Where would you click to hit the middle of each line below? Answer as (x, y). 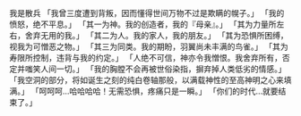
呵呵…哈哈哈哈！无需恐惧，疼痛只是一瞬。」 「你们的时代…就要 (163, 91)
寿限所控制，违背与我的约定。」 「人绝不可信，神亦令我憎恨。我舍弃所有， (146, 58)
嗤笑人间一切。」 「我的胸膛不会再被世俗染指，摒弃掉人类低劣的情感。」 (155, 69)
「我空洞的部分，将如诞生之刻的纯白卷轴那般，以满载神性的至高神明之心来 (146, 80)
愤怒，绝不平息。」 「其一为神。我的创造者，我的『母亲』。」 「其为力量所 (143, 24)
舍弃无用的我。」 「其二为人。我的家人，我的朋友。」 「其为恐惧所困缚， (156, 35)
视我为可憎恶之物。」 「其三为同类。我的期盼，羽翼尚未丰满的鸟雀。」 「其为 (149, 46)
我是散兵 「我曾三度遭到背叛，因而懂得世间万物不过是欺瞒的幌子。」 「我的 (147, 13)
